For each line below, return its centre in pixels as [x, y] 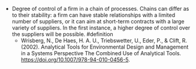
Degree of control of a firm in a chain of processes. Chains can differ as [100, 9]
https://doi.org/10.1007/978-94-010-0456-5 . [76, 60]
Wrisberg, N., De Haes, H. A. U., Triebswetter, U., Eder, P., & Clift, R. [104, 40]
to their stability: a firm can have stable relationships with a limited [94, 15]
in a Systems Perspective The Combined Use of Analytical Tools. [101, 53]
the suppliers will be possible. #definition [63, 34]
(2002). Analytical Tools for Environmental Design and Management [105, 47]
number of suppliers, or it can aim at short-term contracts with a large [98, 21]
